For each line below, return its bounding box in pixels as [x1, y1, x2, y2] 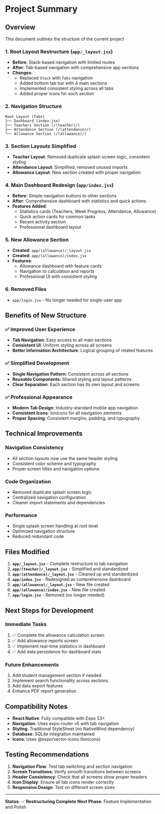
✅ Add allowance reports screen [12, 637, 79, 644]
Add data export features [12, 683, 63, 689]
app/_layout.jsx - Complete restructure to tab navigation [12, 561, 128, 567]
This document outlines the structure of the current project [5, 36, 124, 42]
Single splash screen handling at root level [12, 523, 98, 529]
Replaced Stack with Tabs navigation [19, 75, 93, 81]
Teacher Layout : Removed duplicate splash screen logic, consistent [12, 154, 150, 160]
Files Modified [5, 547, 50, 556]
